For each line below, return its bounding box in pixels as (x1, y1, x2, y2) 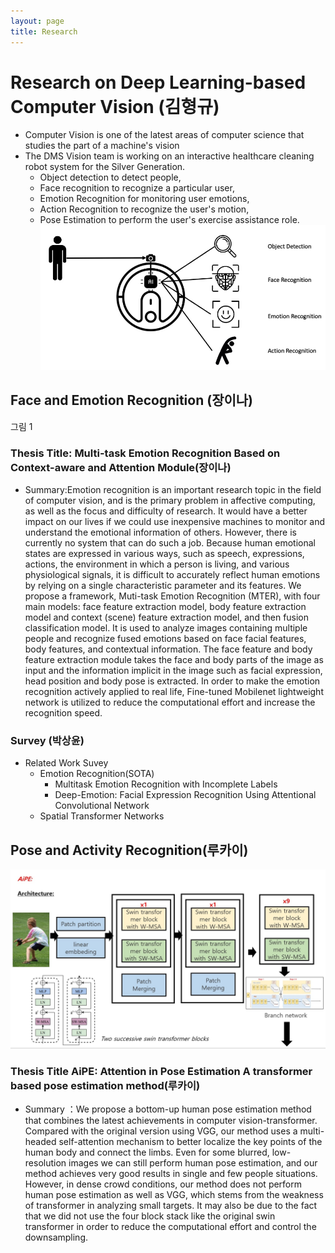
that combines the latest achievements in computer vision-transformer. (24, 1114, 318, 1126)
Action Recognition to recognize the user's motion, (39, 203, 250, 215)
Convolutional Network (54, 800, 150, 812)
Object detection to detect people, (39, 171, 182, 184)
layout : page (10, 16, 65, 26)
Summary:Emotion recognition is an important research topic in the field (24, 484, 322, 496)
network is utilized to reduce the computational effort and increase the (24, 696, 316, 709)
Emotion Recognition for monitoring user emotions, (39, 193, 250, 205)
